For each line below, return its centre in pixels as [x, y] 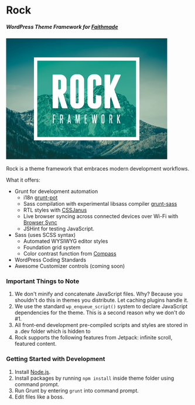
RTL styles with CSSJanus [55, 210]
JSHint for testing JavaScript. [59, 229]
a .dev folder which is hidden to [52, 331]
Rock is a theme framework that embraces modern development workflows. [98, 169]
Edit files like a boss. [39, 397]
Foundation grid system [52, 247]
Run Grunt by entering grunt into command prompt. [77, 390]
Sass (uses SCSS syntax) [45, 235]
